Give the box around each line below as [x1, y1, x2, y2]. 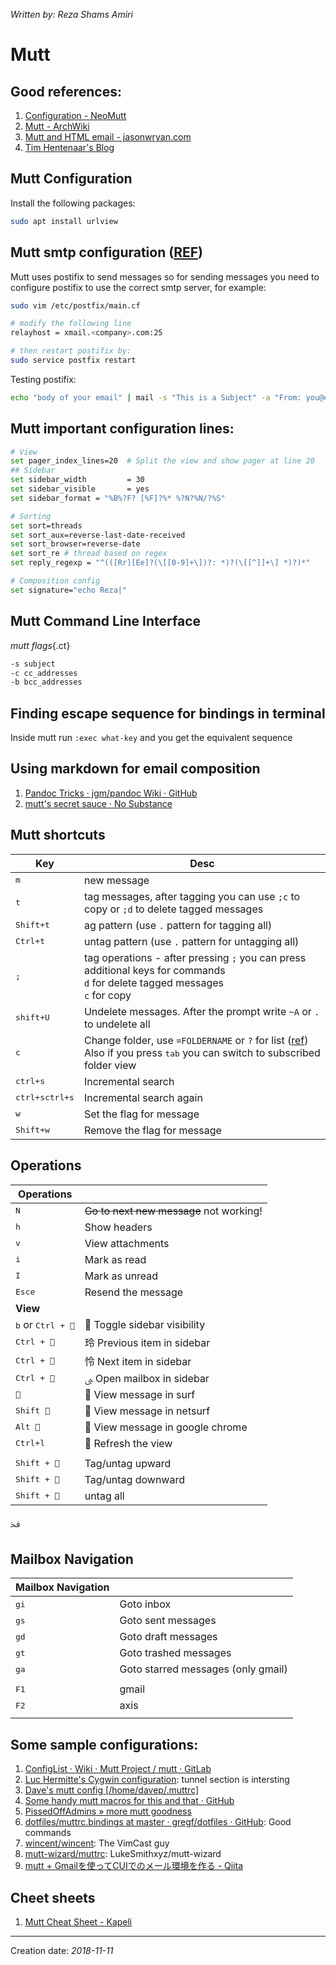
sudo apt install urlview [10, 216, 118, 226]
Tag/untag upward [84, 1456, 172, 1470]
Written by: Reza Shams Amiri [10, 9, 133, 20]
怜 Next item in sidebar [84, 1354, 192, 1368]
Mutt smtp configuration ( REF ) [10, 244, 203, 261]
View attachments [84, 1236, 170, 1250]
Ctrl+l [15, 1438, 45, 1448]
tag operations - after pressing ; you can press [83, 950, 307, 964]
